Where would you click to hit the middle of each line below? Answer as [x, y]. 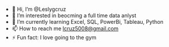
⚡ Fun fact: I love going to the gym [54, 37]
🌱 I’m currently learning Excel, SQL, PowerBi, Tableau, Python [87, 22]
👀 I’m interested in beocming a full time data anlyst [74, 15]
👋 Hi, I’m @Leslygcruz [39, 9]
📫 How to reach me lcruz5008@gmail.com [65, 29]
